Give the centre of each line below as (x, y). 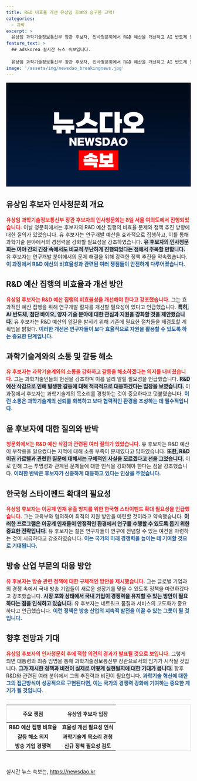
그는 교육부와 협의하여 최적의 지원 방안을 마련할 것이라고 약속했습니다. (103, 517)
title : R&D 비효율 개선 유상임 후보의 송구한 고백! (61, 12)
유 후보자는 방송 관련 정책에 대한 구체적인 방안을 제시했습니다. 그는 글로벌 (89, 581)
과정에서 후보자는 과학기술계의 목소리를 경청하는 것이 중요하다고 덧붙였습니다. (95, 394)
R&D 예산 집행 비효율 (33, 727)
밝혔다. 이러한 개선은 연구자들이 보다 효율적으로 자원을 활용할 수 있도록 (101, 329)
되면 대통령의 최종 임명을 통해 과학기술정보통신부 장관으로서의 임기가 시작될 (92, 661)
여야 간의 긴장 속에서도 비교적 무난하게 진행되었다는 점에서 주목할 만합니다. (101, 249)
